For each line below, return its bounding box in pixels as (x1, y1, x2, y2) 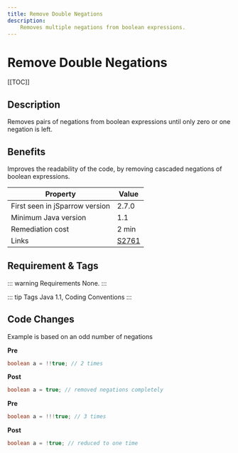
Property (45, 189, 76, 199)
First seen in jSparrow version (11, 201, 110, 211)
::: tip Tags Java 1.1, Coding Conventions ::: (7, 293, 132, 301)
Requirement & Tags (7, 260, 99, 272)
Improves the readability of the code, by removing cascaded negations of (7, 165, 222, 173)
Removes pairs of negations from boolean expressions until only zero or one (7, 118, 231, 126)
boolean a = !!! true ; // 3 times (7, 413, 107, 420)
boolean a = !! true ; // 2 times (7, 360, 103, 367)
